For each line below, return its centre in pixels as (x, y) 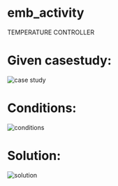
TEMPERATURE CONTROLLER (51, 32)
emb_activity (46, 13)
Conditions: (42, 108)
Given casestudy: (59, 60)
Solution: (34, 156)
